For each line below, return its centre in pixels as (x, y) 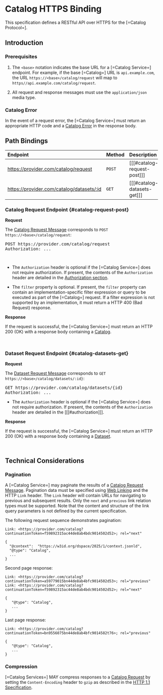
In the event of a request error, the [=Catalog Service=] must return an (75, 121)
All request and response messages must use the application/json (79, 92)
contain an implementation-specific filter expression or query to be (79, 292)
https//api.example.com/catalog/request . (54, 83)
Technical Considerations (45, 460)
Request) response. (32, 308)
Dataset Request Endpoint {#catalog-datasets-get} (67, 353)
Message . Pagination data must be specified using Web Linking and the (77, 490)
